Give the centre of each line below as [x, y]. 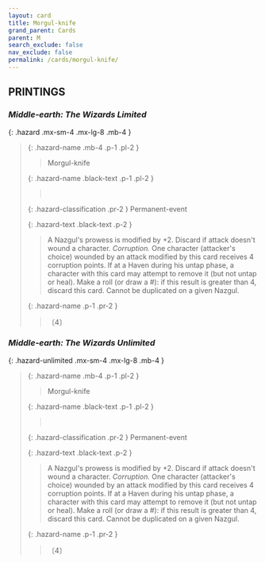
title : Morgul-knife [42, 23]
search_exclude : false [46, 45]
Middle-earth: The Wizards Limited [77, 114]
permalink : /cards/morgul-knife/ [63, 60]
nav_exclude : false [40, 52]
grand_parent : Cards [42, 30]
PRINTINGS [37, 92]
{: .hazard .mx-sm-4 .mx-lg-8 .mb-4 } [70, 132]
